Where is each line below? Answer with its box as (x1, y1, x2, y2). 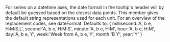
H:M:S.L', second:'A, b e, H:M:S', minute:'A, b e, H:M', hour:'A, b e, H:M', (5, 26, 156, 32)
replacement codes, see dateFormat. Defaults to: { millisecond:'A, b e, (5, 20, 152, 26)
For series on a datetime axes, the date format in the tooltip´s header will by (5, 5, 164, 10)
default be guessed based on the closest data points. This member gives (5, 10, 159, 16)
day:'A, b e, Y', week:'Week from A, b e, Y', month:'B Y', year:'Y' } (5, 31, 142, 37)
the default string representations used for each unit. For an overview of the (5, 15, 165, 21)
